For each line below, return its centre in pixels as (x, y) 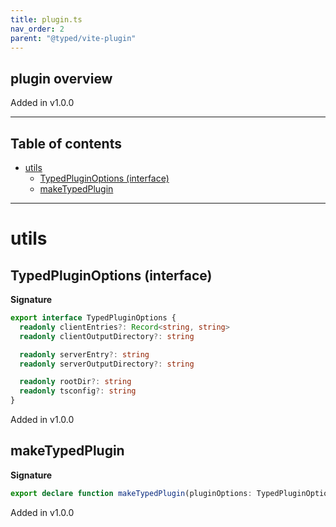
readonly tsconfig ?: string (78, 391)
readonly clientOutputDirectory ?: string (107, 336)
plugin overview (61, 78)
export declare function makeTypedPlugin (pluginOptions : (131, 493)
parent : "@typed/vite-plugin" (73, 38)
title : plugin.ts (46, 19)
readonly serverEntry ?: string (84, 354)
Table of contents (66, 143)
